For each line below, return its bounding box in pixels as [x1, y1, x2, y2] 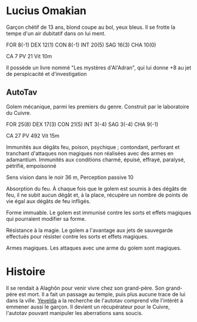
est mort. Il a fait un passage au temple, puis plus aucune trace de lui [18, 290, 186, 298]
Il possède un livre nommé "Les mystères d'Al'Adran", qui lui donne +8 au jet [6, 64, 192, 71]
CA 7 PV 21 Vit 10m [6, 52, 52, 59]
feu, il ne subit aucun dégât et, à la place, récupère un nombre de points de [6, 191, 188, 198]
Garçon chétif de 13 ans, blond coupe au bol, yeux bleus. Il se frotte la [6, 24, 175, 31]
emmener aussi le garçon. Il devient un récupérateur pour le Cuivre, [6, 303, 170, 310]
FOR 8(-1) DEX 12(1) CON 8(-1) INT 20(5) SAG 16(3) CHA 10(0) [6, 41, 156, 48]
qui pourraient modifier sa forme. [6, 215, 86, 222]
